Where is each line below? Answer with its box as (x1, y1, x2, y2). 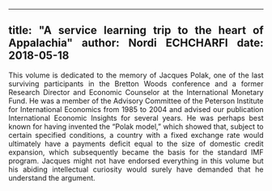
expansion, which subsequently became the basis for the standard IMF (8, 147, 264, 157)
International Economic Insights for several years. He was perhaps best (8, 113, 264, 122)
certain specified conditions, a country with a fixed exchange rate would (8, 130, 264, 139)
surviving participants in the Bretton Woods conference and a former (8, 78, 264, 89)
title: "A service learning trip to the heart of (8, 23, 264, 37)
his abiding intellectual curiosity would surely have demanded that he (8, 164, 264, 174)
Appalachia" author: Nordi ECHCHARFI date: (8, 36, 264, 50)
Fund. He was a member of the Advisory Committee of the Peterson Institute (8, 96, 264, 106)
